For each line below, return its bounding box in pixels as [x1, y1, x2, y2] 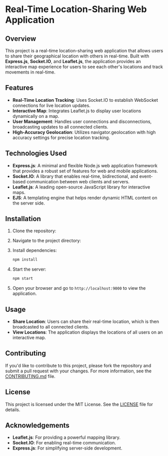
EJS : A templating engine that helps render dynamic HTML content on [12, 194, 157, 201]
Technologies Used [5, 149, 67, 158]
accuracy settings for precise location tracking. [12, 135, 110, 141]
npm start [12, 276, 34, 281]
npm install [12, 257, 38, 263]
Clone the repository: [12, 228, 57, 234]
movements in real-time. [5, 69, 56, 75]
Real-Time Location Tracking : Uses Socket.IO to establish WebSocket [12, 97, 158, 103]
